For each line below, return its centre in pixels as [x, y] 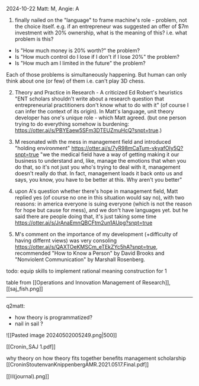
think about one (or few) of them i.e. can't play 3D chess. [76, 81]
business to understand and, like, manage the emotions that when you [100, 161]
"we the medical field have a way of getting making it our [110, 154]
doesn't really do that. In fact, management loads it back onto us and [99, 173]
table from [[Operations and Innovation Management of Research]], [88, 282]
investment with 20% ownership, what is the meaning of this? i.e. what [101, 33]
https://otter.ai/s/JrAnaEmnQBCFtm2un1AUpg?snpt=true [84, 223]
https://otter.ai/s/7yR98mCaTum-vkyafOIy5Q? [127, 148]
